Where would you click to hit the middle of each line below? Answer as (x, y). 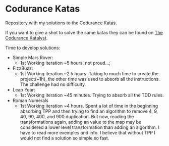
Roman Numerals (31, 100)
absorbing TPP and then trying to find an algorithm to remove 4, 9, (89, 111)
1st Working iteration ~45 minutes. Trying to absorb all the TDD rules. (92, 95)
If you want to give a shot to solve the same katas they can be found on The (84, 32)
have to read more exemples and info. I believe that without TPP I (88, 132)
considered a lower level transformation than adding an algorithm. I (90, 127)
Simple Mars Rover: (33, 57)
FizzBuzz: (23, 68)
